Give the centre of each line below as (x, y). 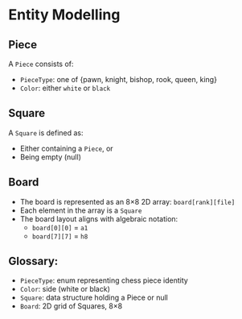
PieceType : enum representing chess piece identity (104, 280)
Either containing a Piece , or (67, 148)
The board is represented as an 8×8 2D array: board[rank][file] (127, 201)
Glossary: (33, 261)
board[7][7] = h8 (60, 236)
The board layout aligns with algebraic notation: (99, 218)
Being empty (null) (51, 157)
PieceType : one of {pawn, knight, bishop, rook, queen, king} (118, 79)
